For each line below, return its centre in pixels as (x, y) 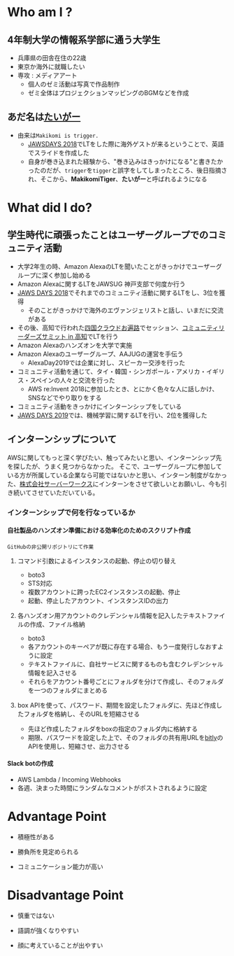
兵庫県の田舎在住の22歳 (52, 58)
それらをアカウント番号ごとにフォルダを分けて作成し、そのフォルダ (126, 681)
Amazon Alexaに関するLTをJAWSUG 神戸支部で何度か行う (101, 283)
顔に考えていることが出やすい (60, 945)
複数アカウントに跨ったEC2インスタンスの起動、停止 (104, 591)
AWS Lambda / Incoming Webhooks (69, 779)
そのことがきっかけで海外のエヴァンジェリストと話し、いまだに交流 (126, 310)
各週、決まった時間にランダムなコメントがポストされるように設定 (112, 787)
